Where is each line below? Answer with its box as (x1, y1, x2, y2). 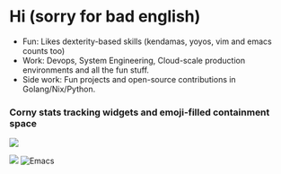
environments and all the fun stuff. (22, 65, 150, 75)
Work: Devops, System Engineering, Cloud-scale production (22, 55, 245, 65)
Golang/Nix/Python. (22, 83, 96, 94)
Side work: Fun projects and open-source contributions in (22, 74, 236, 84)
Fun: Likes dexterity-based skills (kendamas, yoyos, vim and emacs (22, 36, 272, 47)
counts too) (22, 45, 66, 56)
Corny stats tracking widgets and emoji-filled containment (9, 106, 270, 118)
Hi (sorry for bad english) (9, 6, 201, 27)
